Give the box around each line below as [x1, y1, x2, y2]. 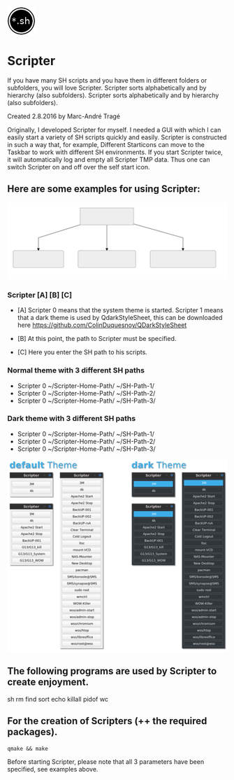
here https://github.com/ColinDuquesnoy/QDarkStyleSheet [17, 321, 187, 329]
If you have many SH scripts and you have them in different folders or [7, 76, 207, 84]
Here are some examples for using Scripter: [7, 183, 200, 195]
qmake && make [7, 746, 49, 753]
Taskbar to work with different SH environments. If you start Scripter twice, [7, 148, 224, 156]
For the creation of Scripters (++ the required [7, 715, 207, 727]
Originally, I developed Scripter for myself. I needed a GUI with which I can [7, 125, 221, 134]
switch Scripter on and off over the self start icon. [7, 162, 150, 171]
